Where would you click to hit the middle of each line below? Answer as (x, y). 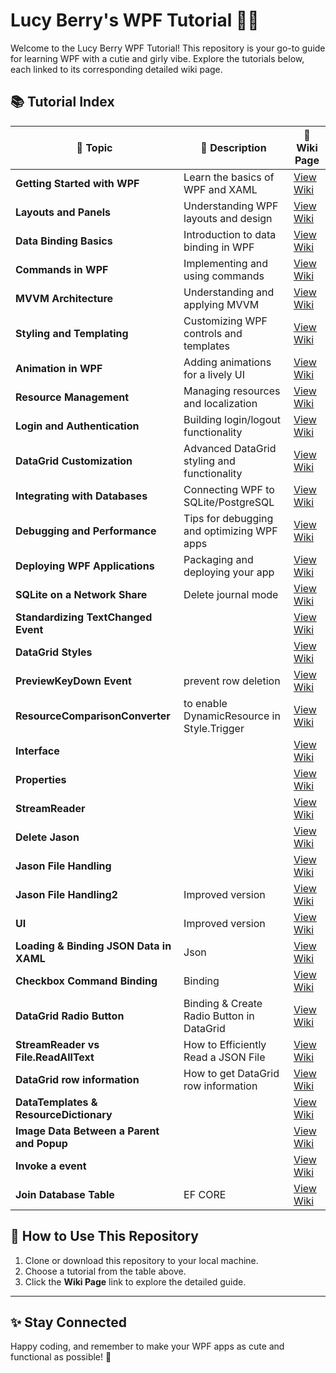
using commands (224, 276)
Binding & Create (223, 1003)
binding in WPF (219, 247)
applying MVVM (221, 304)
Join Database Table (65, 1194)
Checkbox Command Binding (86, 981)
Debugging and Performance (86, 531)
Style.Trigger (214, 728)
